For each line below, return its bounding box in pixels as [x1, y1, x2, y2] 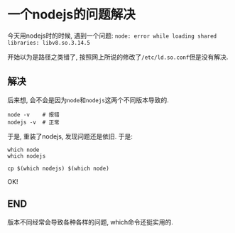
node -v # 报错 [7, 111, 60, 118]
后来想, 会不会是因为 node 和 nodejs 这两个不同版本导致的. [7, 95, 169, 104]
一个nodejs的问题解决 [7, 6, 136, 23]
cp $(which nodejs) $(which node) [7, 165, 110, 172]
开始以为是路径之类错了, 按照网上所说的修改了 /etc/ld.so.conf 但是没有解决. [7, 53, 229, 61]
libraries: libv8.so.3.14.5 [7, 39, 91, 46]
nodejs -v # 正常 [7, 119, 60, 126]
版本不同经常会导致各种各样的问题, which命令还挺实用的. [7, 217, 174, 226]
